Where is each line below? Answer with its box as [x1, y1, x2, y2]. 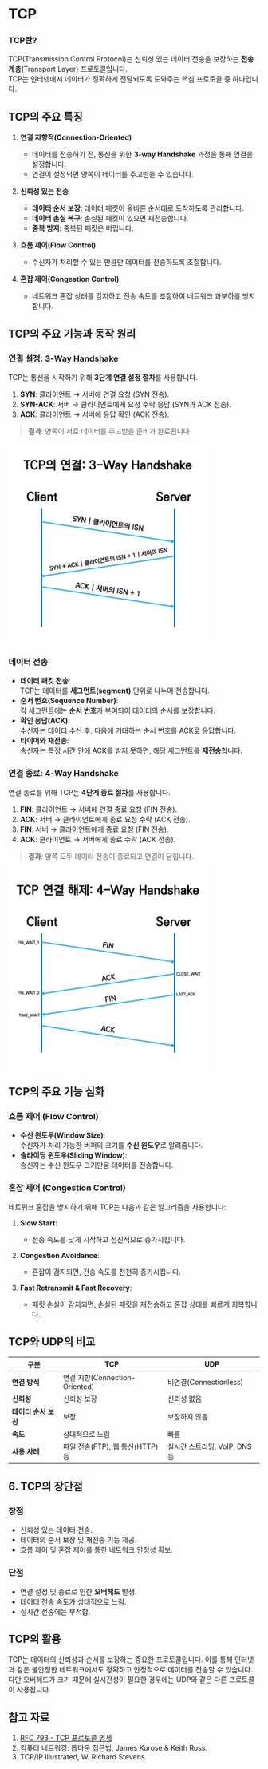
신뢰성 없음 [167, 1394, 202, 1403]
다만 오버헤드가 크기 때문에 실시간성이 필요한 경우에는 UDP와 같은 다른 [8, 1675, 227, 1684]
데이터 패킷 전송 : [19, 676, 71, 686]
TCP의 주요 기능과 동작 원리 [8, 326, 136, 340]
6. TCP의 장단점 [8, 1480, 84, 1494]
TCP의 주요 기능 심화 [8, 1085, 105, 1098]
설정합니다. [31, 160, 67, 169]
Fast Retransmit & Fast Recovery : [19, 1283, 132, 1292]
